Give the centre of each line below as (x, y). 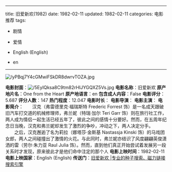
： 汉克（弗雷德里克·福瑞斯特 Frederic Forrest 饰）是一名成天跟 (89, 106)
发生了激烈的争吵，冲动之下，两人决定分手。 (106, 126)
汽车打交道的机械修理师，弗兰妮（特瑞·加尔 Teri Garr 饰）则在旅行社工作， (88, 113)
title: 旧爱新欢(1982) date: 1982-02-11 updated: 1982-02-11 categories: (79, 14)
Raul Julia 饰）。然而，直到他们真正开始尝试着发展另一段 (107, 145)
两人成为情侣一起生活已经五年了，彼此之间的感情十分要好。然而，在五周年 (84, 119)
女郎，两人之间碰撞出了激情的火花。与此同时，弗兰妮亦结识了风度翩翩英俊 (84, 138)
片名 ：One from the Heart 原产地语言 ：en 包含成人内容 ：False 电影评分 (85, 94)
